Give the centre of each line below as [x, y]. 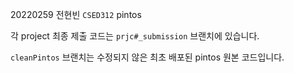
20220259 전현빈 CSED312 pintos [76, 14]
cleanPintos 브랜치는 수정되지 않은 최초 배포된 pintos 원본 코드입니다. [147, 57]
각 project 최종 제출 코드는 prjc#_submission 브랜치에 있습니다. [135, 36]
